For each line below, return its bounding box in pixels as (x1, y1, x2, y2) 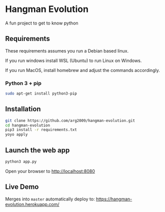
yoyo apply (5, 132, 28, 137)
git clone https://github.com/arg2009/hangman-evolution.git (5, 118, 135, 123)
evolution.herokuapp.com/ (5, 201, 59, 207)
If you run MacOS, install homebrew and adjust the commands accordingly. (5, 67, 160, 73)
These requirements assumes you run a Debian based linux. (5, 47, 129, 53)
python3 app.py (5, 159, 37, 164)
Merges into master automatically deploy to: (5, 196, 95, 202)
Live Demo (5, 182, 39, 191)
